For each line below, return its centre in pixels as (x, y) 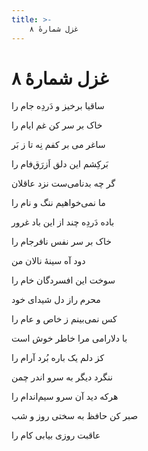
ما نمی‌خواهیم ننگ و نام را (58, 203)
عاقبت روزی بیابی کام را (56, 435)
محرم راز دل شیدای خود (56, 300)
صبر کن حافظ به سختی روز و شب (75, 416)
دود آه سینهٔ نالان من (48, 261)
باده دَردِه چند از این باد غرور (63, 222)
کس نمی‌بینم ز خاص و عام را (64, 319)
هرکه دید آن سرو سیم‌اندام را (65, 397)
